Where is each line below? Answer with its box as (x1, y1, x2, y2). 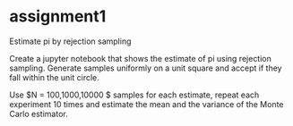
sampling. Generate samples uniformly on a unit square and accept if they (9, 63, 282, 73)
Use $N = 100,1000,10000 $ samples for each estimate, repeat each (9, 89, 260, 100)
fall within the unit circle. (9, 71, 100, 82)
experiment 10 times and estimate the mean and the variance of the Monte (9, 98, 284, 109)
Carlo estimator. (9, 108, 69, 119)
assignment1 (9, 6, 107, 27)
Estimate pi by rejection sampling (9, 36, 132, 46)
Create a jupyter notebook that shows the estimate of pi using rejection (9, 53, 271, 63)
